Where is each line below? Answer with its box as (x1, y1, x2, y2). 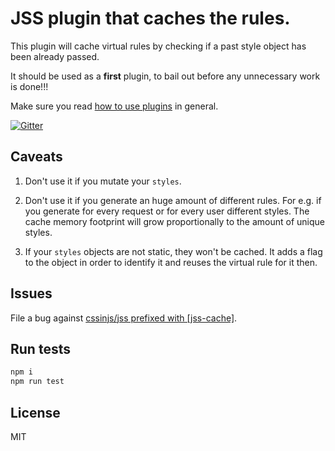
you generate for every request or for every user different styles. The (24, 205, 310, 217)
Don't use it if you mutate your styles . (24, 175, 182, 187)
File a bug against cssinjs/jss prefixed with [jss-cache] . (10, 312, 238, 324)
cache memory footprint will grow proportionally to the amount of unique (24, 215, 325, 227)
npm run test (10, 377, 65, 387)
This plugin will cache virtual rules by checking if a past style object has (10, 40, 307, 52)
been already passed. (10, 50, 100, 62)
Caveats (10, 148, 63, 166)
